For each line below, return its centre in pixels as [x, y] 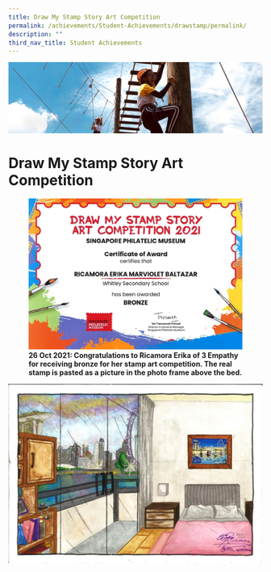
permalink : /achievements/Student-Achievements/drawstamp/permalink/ [128, 25]
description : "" [35, 34]
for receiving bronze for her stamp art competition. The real [130, 364]
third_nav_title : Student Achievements [75, 43]
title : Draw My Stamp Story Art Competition [84, 17]
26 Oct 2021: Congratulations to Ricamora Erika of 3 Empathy [133, 355]
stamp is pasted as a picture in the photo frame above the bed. [135, 372]
